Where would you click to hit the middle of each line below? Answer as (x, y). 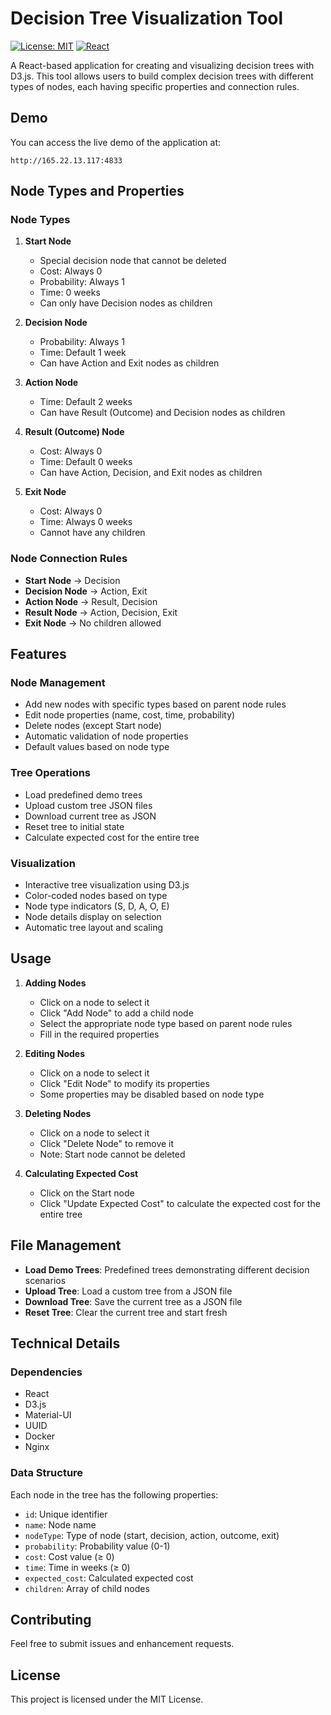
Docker (40, 1436)
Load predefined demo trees (83, 794)
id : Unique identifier (66, 1514)
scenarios (45, 1280)
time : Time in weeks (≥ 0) (77, 1567)
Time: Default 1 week (83, 353)
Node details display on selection (93, 917)
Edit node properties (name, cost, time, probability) (130, 715)
